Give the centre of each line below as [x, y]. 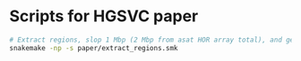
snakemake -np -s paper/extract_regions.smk [94, 48]
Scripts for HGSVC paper [104, 16]
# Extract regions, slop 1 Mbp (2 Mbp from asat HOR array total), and [146, 40]
